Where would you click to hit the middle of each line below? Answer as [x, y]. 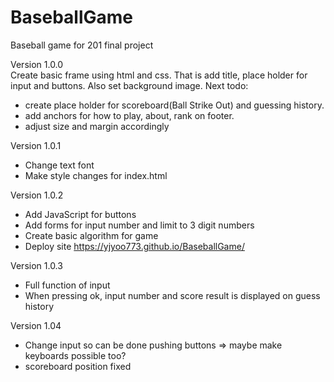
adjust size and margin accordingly [97, 126]
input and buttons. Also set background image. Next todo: [129, 85]
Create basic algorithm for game [91, 235]
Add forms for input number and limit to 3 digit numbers [139, 225]
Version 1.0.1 [36, 145]
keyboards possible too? [75, 355]
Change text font [59, 165]
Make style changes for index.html [96, 175]
